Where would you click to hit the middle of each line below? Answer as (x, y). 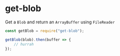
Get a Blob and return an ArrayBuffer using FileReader (60, 22)
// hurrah (24, 44)
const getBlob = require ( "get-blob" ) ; (45, 31)
